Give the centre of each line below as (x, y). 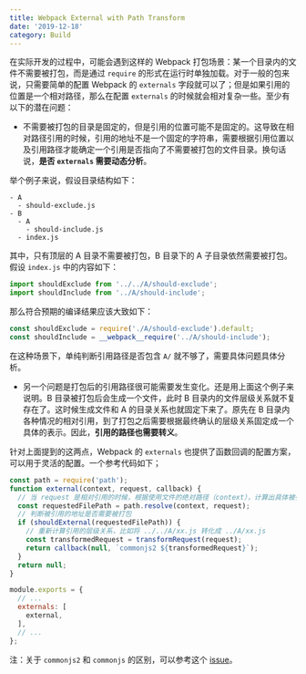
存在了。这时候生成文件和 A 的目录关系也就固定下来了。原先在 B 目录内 (156, 409)
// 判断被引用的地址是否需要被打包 (75, 514)
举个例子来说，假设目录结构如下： (73, 181)
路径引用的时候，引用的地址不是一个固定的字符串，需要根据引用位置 (158, 139)
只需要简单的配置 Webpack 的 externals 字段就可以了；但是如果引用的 (158, 85)
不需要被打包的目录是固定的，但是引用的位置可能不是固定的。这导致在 (154, 127)
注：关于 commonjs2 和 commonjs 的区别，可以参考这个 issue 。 (124, 659)
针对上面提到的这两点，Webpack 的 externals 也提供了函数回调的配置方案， (153, 451)
